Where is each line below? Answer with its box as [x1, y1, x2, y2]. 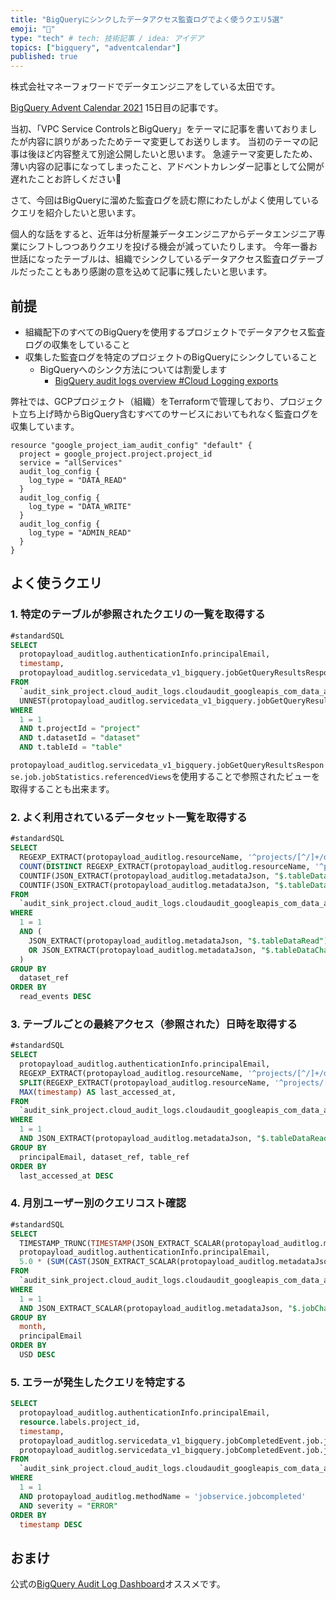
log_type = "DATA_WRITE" [28, 501, 132, 511]
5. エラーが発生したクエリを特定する [10, 1375, 187, 1389]
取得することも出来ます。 [10, 783, 115, 795]
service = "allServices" [19, 457, 123, 468]
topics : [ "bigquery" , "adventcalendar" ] [10, 42, 182, 53]
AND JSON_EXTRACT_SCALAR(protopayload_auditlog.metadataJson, [19, 1303, 284, 1313]
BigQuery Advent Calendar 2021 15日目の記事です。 [10, 102, 224, 114]
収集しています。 [10, 420, 80, 432]
